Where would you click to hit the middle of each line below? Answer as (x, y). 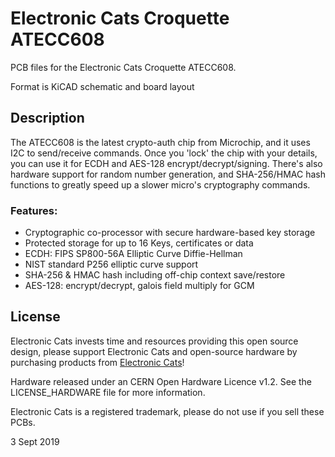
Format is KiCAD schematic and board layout (102, 86)
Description (47, 118)
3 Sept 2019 (35, 441)
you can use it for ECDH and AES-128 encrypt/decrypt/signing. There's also (166, 163)
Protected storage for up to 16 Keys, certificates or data (139, 243)
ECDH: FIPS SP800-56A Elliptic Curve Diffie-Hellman (133, 254)
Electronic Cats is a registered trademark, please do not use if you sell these (167, 411)
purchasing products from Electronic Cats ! (97, 362)
